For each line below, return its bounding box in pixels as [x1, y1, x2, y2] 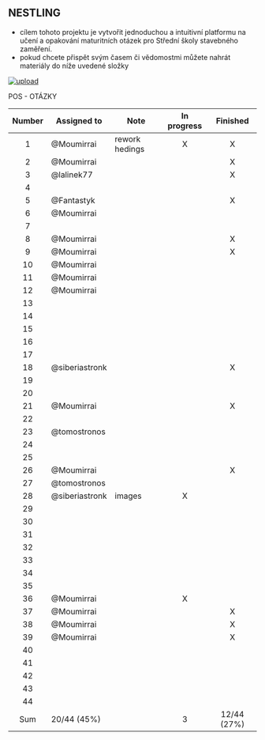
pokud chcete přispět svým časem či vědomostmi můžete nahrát [19, 52, 231, 62]
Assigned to [55, 115, 103, 126]
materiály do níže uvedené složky [19, 61, 129, 70]
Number [12, 115, 43, 126]
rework [114, 134, 141, 145]
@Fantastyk [50, 194, 95, 206]
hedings [114, 143, 145, 154]
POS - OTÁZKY [8, 91, 58, 101]
